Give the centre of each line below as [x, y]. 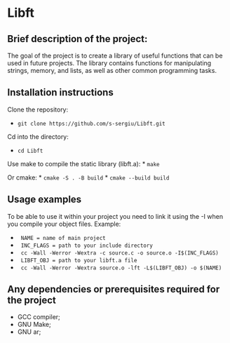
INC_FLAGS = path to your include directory [87, 246]
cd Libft [30, 151]
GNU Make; [34, 325]
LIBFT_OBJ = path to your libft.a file [79, 260]
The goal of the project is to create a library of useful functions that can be [115, 55]
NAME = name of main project [63, 238]
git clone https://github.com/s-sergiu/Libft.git [92, 123]
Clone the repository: [38, 109]
